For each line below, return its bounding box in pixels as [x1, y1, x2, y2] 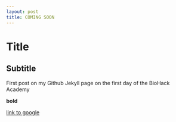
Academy [6, 86, 30, 93]
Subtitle [6, 64, 36, 74]
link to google [6, 108, 40, 116]
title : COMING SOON [6, 14, 55, 20]
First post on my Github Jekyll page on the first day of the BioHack [6, 79, 170, 86]
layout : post [6, 8, 39, 15]
